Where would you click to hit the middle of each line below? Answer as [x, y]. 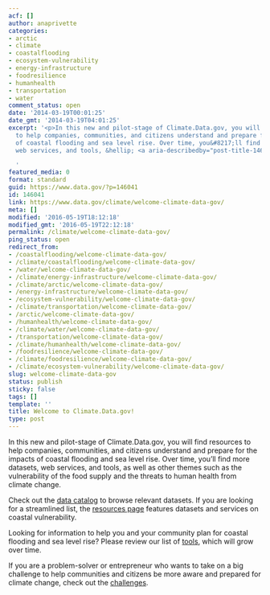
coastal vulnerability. [43, 517]
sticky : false [32, 389]
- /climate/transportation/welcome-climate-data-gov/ [100, 307]
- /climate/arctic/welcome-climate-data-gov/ [86, 285]
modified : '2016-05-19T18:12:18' [64, 217]
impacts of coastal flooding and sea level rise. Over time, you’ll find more [129, 459]
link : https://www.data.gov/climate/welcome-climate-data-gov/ [117, 202]
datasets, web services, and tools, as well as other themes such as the [125, 468]
